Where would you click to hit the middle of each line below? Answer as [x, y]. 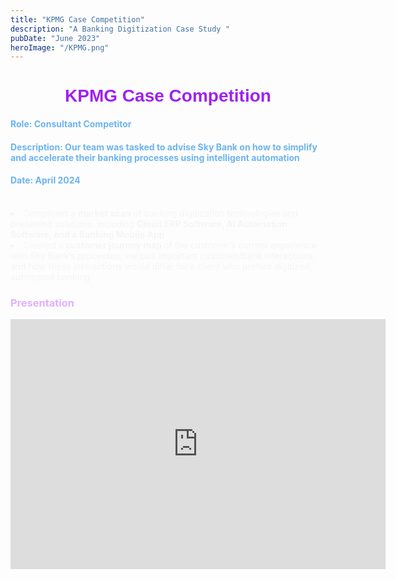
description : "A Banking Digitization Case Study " [120, 29]
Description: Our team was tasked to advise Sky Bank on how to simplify [164, 147]
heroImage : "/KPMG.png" [60, 47]
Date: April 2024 [45, 180]
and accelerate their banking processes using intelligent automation [155, 157]
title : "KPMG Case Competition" [77, 19]
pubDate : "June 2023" [55, 38]
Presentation [42, 303]
